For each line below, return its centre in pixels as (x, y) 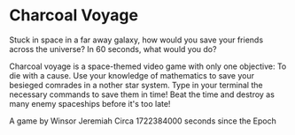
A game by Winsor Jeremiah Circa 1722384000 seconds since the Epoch (143, 121)
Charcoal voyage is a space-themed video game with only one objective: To (148, 66)
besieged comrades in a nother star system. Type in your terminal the (136, 85)
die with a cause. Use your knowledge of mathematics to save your (132, 75)
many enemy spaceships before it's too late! (90, 103)
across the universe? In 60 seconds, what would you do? (113, 49)
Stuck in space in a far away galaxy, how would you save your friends (136, 40)
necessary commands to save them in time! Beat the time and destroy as (142, 94)
